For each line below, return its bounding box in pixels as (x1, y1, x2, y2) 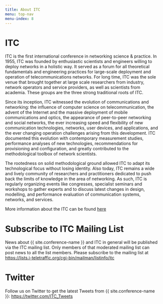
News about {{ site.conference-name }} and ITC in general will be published (5, 240, 158, 245)
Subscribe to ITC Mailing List (5, 223, 124, 234)
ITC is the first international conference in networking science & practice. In (5, 53, 157, 59)
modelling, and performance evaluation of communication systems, (5, 191, 141, 198)
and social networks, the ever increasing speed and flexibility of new (5, 120, 143, 126)
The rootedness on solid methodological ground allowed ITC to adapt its (5, 161, 150, 166)
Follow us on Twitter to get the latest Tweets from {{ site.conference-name (5, 288, 155, 294)
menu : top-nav (5, 12, 34, 17)
